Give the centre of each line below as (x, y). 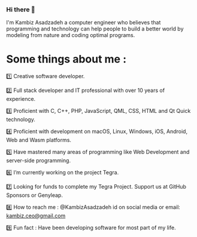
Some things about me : (66, 59)
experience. (21, 99)
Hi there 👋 (21, 10)
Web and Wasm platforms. (39, 140)
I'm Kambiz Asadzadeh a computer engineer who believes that (84, 23)
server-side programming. (38, 161)
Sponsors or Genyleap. (34, 195)
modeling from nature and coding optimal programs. (71, 35)
